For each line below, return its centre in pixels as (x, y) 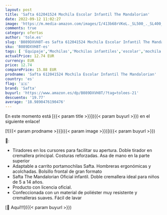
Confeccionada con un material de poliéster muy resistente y (75, 193)
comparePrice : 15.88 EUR (31, 70)
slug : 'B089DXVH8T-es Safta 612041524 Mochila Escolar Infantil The (78, 42)
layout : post (19, 10)
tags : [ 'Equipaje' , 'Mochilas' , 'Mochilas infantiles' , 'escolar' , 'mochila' (84, 51)
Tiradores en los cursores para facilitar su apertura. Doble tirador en (82, 150)
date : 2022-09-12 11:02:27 (33, 19)
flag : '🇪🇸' (17, 83)
